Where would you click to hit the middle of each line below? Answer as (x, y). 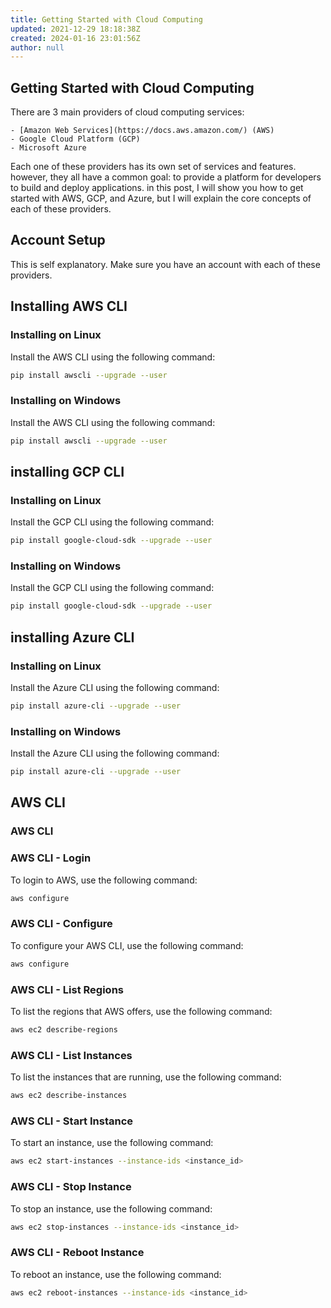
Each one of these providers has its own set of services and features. (153, 167)
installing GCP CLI (67, 472)
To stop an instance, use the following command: (111, 1208)
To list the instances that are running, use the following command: (146, 1077)
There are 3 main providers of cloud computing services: (127, 112)
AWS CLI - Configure (61, 924)
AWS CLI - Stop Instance (71, 1187)
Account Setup (58, 240)
